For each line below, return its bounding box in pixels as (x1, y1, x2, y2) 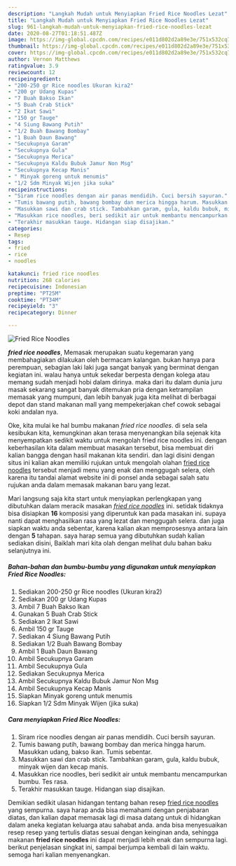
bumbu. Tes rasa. (18, 777, 69, 785)
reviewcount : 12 (8, 69, 55, 76)
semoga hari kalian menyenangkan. (8, 850, 111, 858)
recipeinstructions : (8, 186, 69, 193)
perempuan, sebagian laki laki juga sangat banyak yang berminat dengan (8, 363, 219, 371)
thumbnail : (8, 43, 40, 50)
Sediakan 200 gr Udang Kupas (18, 594, 107, 603)
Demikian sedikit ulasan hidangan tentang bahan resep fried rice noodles (8, 798, 219, 806)
